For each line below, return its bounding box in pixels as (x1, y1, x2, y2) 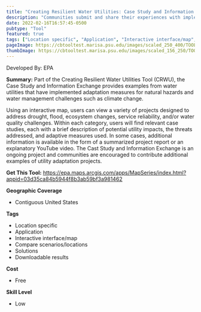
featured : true (6, 31, 44, 37)
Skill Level (6, 288, 32, 295)
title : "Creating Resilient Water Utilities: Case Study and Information (6, 8, 194, 15)
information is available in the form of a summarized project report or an (6, 138, 184, 146)
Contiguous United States (14, 198, 79, 205)
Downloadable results (14, 253, 69, 260)
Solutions (14, 247, 38, 255)
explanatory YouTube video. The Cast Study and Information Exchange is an (6, 144, 194, 152)
